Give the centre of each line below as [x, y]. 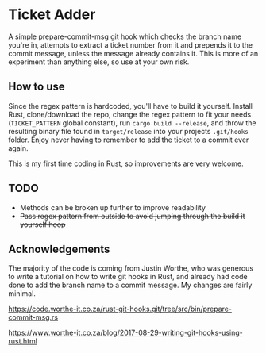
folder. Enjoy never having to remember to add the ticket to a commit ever [129, 140]
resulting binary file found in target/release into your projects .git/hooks [128, 131]
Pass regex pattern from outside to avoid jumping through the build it [132, 216]
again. [19, 148]
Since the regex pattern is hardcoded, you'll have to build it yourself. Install [130, 106]
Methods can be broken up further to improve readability [113, 207]
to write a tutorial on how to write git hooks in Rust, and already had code [128, 277]
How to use [37, 87]
